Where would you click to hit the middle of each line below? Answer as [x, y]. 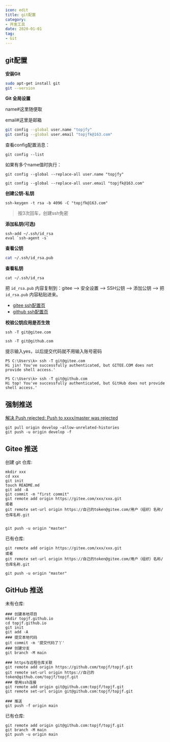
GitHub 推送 [24, 590]
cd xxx [12, 476]
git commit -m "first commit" [37, 494]
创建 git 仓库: [19, 462]
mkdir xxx [16, 472]
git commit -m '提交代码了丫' [35, 643]
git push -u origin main [32, 734]
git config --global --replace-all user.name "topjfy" [65, 175]
